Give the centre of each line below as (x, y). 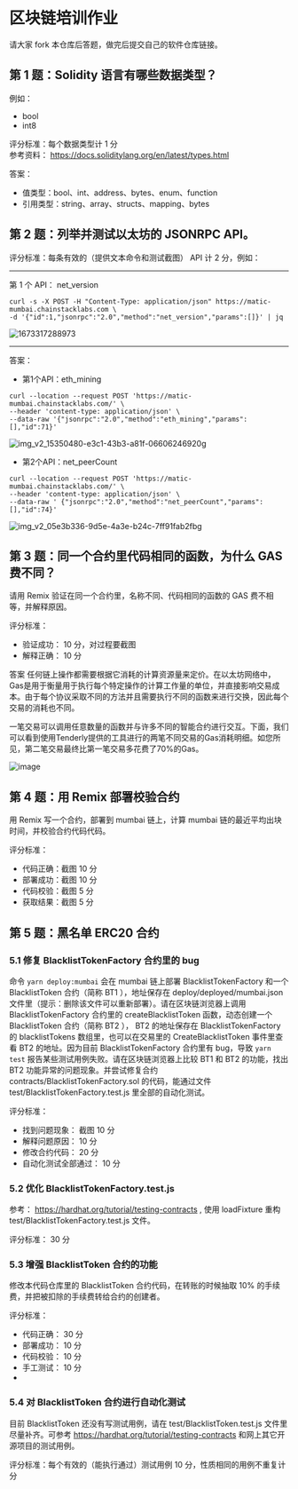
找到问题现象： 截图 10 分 (68, 1129)
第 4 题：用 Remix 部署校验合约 (94, 797)
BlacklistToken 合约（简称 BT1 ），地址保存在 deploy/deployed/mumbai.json (146, 992)
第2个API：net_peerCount (70, 462)
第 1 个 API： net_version (54, 284)
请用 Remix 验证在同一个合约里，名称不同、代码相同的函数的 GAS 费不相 (141, 596)
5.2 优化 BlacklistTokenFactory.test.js (92, 1188)
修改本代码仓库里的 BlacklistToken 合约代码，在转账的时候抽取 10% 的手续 (145, 1286)
